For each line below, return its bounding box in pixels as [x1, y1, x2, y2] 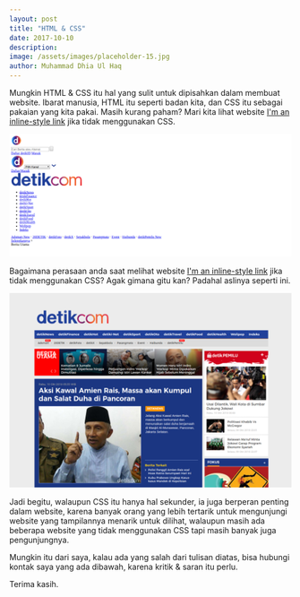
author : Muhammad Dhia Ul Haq [9, 62, 123, 71]
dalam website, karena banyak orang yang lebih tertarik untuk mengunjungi [9, 506, 288, 516]
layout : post [9, 14, 58, 23]
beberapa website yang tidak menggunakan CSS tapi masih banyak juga [9, 524, 277, 535]
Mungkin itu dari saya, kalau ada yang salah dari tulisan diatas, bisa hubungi [9, 551, 290, 562]
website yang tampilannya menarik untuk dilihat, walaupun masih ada [9, 515, 266, 526]
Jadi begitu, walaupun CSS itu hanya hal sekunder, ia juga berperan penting [9, 496, 289, 506]
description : [9, 43, 58, 52]
